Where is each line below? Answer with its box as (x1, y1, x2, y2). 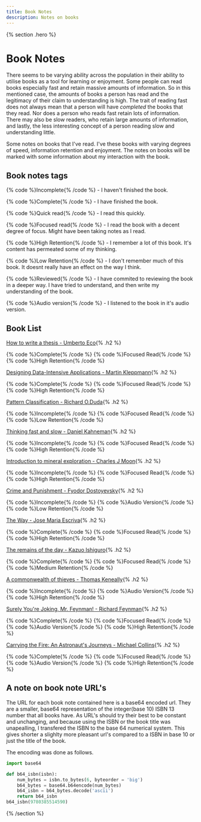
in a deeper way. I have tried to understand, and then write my (6, 282, 160, 289)
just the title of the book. (6, 737, 67, 744)
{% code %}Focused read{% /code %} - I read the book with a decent (6, 221, 179, 228)
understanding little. (6, 129, 56, 136)
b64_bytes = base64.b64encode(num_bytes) (17, 782, 121, 788)
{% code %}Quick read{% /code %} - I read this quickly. (6, 210, 145, 217)
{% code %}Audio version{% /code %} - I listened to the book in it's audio (6, 300, 190, 307)
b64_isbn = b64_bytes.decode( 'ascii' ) (17, 788, 114, 794)
